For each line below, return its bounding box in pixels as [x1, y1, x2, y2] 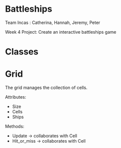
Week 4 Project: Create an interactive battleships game [5, 29, 117, 35]
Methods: [5, 124, 24, 129]
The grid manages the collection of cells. [5, 85, 88, 91]
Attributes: [5, 94, 26, 100]
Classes [5, 46, 39, 57]
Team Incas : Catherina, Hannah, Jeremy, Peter [5, 20, 100, 25]
